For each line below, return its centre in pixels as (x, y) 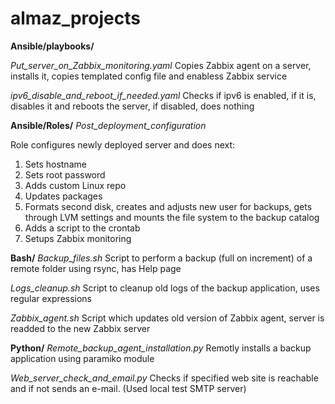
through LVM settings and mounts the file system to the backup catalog (172, 217)
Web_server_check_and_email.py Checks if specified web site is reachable (164, 378)
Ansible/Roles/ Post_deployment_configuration (108, 125)
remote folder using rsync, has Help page (96, 268)
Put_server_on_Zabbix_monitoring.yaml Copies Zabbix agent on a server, (161, 65)
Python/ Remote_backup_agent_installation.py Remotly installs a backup (161, 348)
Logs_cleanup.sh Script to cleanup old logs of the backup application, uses (165, 288)
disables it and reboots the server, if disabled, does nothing (132, 106)
